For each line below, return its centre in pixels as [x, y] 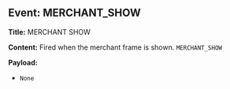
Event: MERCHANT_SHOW [74, 13]
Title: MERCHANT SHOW [49, 32]
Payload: [23, 62]
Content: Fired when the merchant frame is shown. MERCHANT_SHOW [115, 47]
